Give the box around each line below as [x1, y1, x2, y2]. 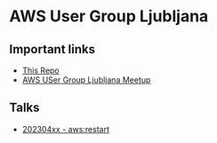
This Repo [21, 65, 60, 75]
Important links [9, 42, 96, 57]
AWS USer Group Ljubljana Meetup [21, 75, 151, 85]
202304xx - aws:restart [21, 123, 109, 134]
